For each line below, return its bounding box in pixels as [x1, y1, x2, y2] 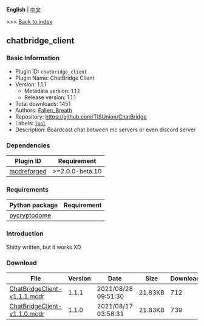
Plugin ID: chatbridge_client [15, 68, 87, 75]
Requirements [6, 185, 49, 193]
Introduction [6, 229, 44, 238]
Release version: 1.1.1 [24, 94, 76, 101]
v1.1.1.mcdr [9, 292, 44, 300]
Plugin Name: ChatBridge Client [15, 74, 95, 81]
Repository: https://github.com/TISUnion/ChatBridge [15, 113, 147, 120]
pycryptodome [9, 211, 52, 220]
